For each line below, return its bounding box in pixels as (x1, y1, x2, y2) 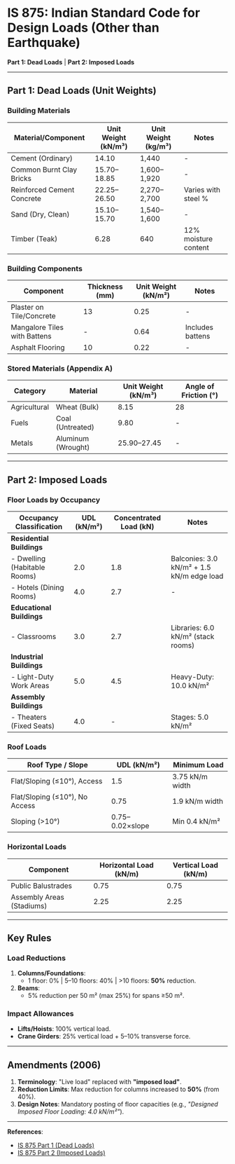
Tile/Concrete (10, 310, 56, 320)
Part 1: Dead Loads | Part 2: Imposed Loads (7, 57, 135, 66)
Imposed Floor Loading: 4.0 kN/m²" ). (17, 1107, 124, 1116)
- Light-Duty (10, 671, 55, 681)
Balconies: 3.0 (171, 554, 218, 563)
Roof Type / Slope (27, 760, 89, 770)
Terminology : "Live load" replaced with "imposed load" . (17, 1078, 182, 1086)
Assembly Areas (10, 892, 65, 902)
